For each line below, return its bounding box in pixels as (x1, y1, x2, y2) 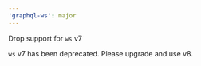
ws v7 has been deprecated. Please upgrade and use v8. (8, 49, 194, 58)
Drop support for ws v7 (8, 33, 82, 43)
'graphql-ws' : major (8, 11, 77, 20)
